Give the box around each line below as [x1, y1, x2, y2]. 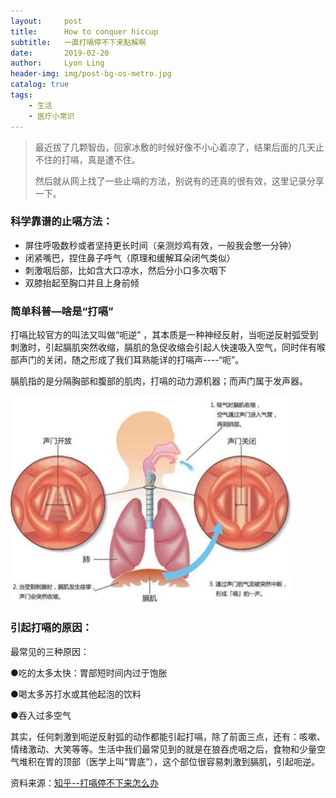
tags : [10, 90, 33, 100]
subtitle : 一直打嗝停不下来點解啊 [10, 37, 147, 47]
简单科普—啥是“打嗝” [10, 304, 114, 318]
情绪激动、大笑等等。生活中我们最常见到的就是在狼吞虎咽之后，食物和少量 [10, 743, 317, 755]
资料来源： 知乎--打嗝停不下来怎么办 [10, 776, 159, 789]
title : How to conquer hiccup [10, 26, 159, 37]
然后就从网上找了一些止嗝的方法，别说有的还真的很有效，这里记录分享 [34, 175, 325, 187]
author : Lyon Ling [10, 58, 105, 69]
